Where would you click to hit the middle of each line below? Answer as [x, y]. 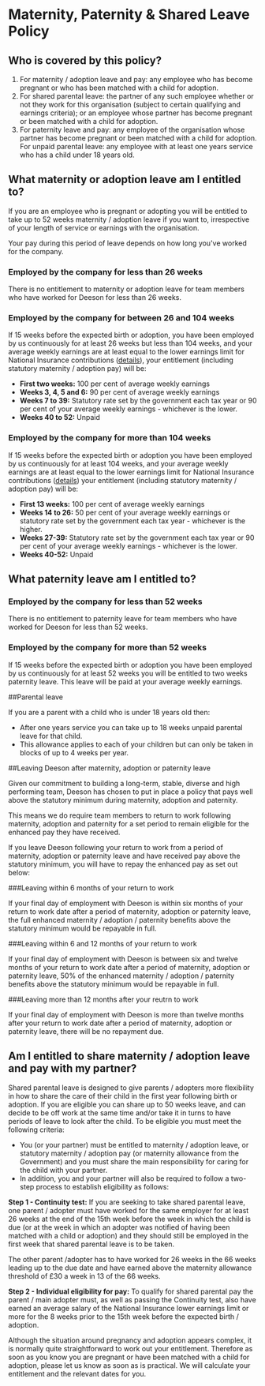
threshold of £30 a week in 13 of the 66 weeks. [84, 1275]
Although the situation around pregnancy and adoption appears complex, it [130, 1340]
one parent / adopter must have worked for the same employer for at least [129, 1210]
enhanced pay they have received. [64, 832]
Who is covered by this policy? [85, 60]
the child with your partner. [63, 1170]
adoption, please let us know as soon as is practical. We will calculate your [129, 1365]
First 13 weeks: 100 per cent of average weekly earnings [112, 504]
